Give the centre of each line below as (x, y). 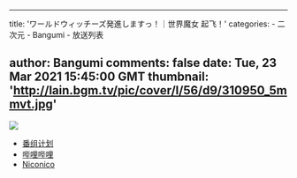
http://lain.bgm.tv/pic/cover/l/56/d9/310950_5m (150, 90)
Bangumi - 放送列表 (68, 35)
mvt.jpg (31, 104)
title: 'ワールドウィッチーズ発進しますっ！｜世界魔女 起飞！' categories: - (142, 24)
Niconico (38, 164)
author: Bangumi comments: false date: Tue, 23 (143, 63)
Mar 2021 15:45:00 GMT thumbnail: (109, 77)
